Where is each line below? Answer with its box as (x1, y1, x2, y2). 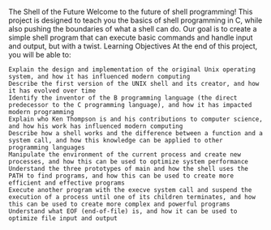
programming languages (8, 143, 85, 151)
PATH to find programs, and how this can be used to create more (8, 172, 234, 180)
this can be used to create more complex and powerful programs (8, 200, 230, 208)
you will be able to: (8, 50, 71, 59)
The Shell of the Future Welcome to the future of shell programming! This (8, 7, 253, 16)
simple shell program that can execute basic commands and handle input (8, 32, 253, 42)
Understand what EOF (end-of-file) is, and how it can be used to (8, 207, 238, 215)
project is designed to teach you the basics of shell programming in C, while (8, 15, 263, 25)
